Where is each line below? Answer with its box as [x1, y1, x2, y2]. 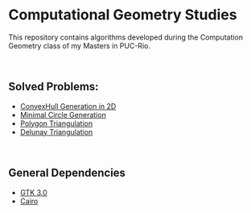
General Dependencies [8, 166, 126, 180]
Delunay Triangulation [19, 127, 93, 136]
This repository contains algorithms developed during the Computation [8, 32, 244, 42]
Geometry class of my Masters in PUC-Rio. [8, 40, 151, 50]
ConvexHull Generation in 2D [19, 101, 117, 111]
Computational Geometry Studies [8, 6, 237, 24]
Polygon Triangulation [19, 119, 93, 128]
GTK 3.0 [19, 187, 48, 197]
